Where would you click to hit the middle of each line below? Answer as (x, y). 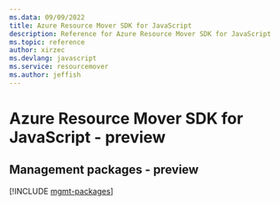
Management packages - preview (104, 170)
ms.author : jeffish (45, 75)
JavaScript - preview (88, 137)
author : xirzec (37, 50)
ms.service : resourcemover (59, 67)
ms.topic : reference (47, 42)
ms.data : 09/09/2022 (47, 17)
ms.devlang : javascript (53, 58)
